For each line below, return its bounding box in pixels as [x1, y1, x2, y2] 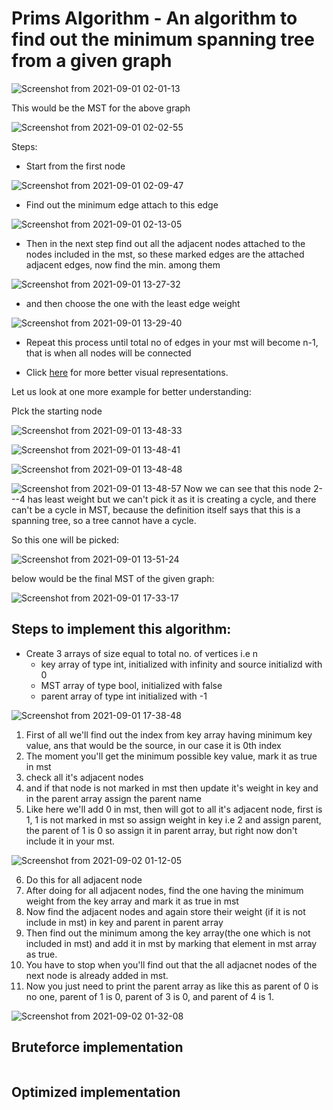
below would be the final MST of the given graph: [11, 572, 215, 584]
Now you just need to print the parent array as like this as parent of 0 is [25, 980, 319, 992]
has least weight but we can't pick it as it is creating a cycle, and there [27, 493, 317, 505]
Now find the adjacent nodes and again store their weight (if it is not [25, 905, 306, 917]
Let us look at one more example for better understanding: [11, 385, 252, 397]
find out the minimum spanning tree [11, 28, 315, 51]
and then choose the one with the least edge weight [25, 297, 241, 309]
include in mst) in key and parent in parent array [25, 916, 224, 928]
